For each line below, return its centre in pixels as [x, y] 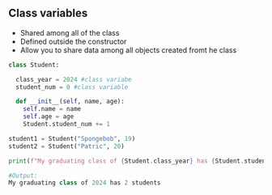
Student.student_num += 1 [67, 125]
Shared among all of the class [70, 32]
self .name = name [52, 109]
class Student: [34, 65]
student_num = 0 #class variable [72, 87]
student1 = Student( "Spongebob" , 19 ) [72, 138]
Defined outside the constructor [73, 41]
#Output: [23, 176]
